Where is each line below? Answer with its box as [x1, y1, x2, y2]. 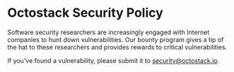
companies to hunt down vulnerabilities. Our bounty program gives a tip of [7, 35, 224, 43]
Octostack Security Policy [7, 5, 164, 21]
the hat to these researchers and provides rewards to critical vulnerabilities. [7, 43, 228, 51]
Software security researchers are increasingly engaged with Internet [7, 28, 210, 36]
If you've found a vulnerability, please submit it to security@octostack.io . [7, 56, 220, 64]
